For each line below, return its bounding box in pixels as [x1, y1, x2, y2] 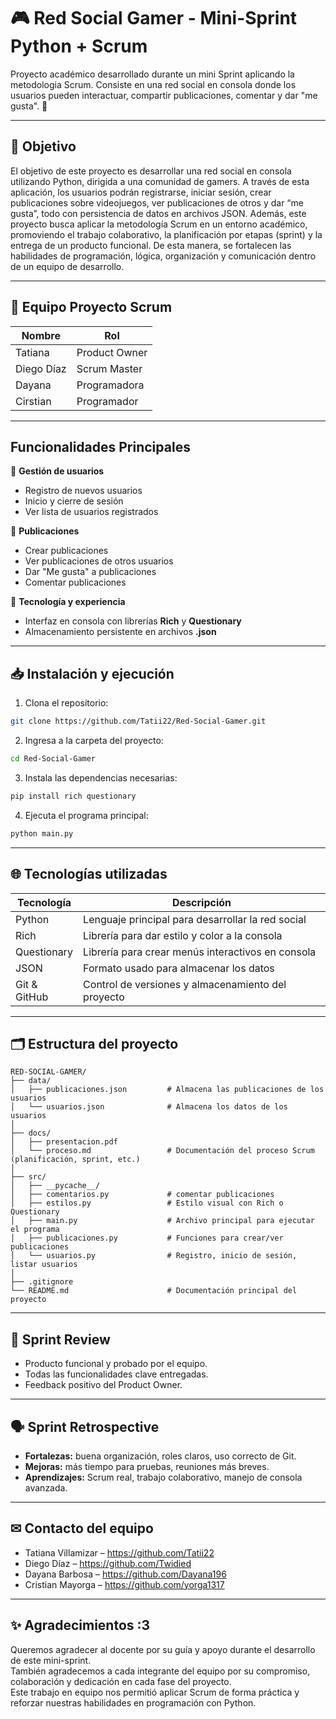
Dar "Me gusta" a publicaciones [24, 566, 157, 578]
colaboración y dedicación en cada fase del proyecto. [10, 1675, 232, 1687]
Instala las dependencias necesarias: [24, 771, 178, 784]
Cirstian [15, 394, 52, 408]
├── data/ [10, 1076, 52, 1086]
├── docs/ [10, 1128, 52, 1139]
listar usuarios [10, 1260, 78, 1270]
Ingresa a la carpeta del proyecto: [24, 735, 164, 747]
